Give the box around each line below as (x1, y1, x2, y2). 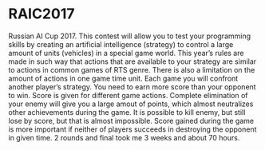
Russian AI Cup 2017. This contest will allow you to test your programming (8, 31, 251, 41)
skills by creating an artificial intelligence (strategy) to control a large (8, 39, 234, 49)
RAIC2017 (8, 5, 75, 23)
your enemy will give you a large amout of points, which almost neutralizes (8, 99, 254, 109)
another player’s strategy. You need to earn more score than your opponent (8, 81, 257, 92)
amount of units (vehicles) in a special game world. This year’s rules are (8, 48, 244, 57)
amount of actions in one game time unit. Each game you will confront (8, 73, 239, 83)
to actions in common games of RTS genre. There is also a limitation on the (8, 65, 255, 74)
